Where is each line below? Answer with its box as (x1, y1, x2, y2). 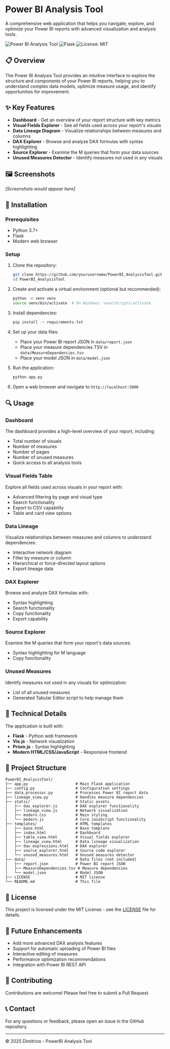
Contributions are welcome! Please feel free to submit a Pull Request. (5, 990, 150, 996)
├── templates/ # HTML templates (5, 822, 112, 827)
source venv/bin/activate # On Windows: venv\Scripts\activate (12, 301, 151, 306)
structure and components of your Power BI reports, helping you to (5, 78, 145, 84)
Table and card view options (12, 510, 72, 516)
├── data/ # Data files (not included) (5, 857, 137, 862)
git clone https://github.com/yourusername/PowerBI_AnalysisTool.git (12, 272, 163, 277)
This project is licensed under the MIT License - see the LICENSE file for (5, 906, 156, 912)
